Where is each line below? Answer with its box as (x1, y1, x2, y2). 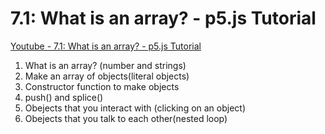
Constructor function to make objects (24, 80, 180, 92)
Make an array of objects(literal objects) (24, 70, 190, 82)
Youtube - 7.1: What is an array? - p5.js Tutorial (10, 40, 202, 52)
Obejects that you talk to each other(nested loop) (24, 112, 228, 124)
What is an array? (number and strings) (24, 59, 187, 71)
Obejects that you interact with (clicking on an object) (24, 102, 247, 114)
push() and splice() (24, 91, 104, 103)
